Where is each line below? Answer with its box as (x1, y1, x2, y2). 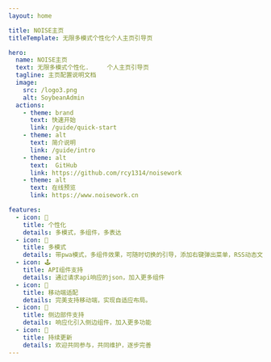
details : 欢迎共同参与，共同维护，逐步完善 (23, 341, 152, 349)
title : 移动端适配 (23, 288, 79, 297)
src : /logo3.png (23, 86, 78, 94)
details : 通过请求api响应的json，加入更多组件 (23, 273, 165, 281)
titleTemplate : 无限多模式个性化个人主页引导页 (8, 34, 153, 42)
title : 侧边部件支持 (23, 311, 85, 319)
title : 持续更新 (23, 333, 73, 342)
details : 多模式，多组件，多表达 (23, 228, 122, 237)
